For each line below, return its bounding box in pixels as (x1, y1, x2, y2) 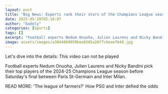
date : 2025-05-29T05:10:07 (5, 16, 61, 21)
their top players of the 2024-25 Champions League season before (5, 68, 143, 74)
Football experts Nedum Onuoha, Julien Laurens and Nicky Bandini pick (5, 63, 153, 69)
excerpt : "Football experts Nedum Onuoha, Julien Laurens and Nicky (5, 35, 151, 40)
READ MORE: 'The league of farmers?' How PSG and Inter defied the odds (5, 83, 158, 89)
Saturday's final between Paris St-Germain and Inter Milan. (5, 73, 126, 80)
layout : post (5, 7, 32, 12)
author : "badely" (5, 21, 41, 26)
